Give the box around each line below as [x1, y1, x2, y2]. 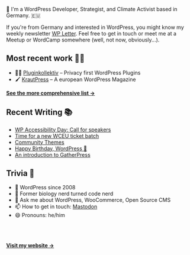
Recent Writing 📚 [6, 107, 73, 118]
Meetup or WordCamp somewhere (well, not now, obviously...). [6, 36, 160, 43]
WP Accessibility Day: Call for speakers [14, 126, 111, 133]
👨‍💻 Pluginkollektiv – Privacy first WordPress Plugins [14, 69, 141, 76]
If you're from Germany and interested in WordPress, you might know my [6, 24, 185, 31]
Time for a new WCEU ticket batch [14, 132, 99, 139]
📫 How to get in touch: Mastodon [14, 203, 98, 210]
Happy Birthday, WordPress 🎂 [14, 145, 88, 152]
